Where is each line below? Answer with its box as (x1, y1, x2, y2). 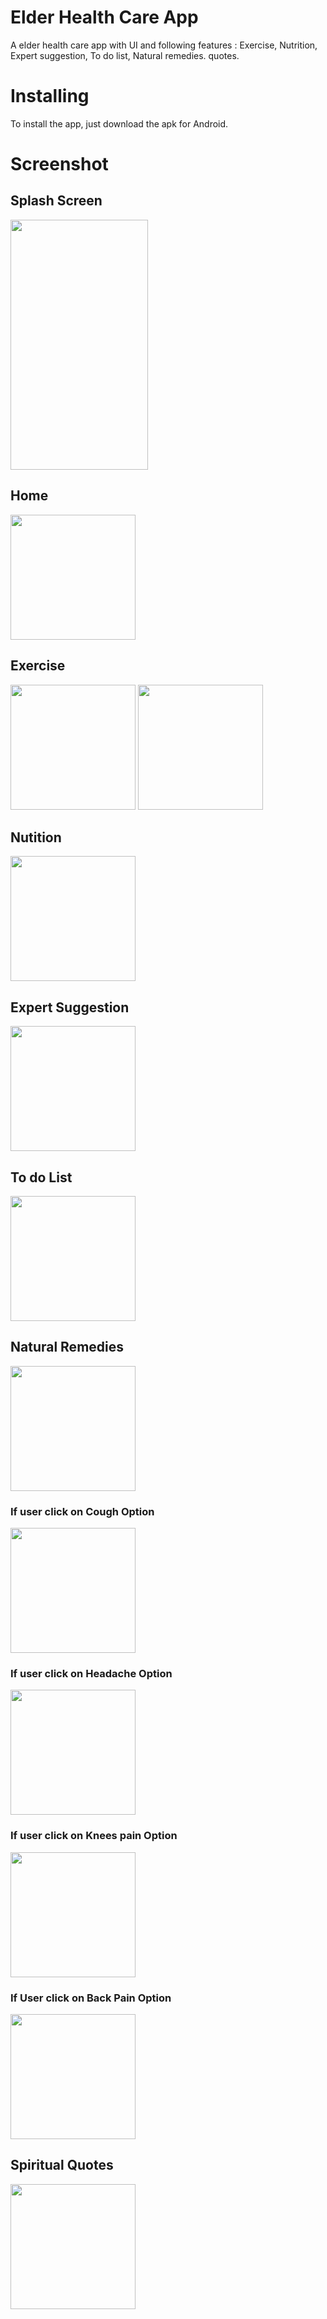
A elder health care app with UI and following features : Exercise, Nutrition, (10, 39, 318, 51)
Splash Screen (10, 192, 103, 210)
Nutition (10, 829, 62, 846)
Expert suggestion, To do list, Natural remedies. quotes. (10, 49, 240, 61)
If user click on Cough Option (10, 1504, 155, 1518)
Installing (10, 85, 90, 108)
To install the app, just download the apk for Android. (10, 117, 229, 130)
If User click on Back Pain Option (10, 1991, 172, 2005)
